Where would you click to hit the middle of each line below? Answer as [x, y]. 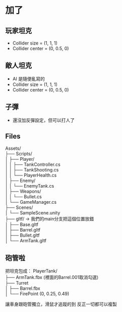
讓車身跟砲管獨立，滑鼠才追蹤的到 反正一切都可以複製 [61, 304]
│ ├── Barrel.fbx [23, 288]
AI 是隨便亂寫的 [29, 78]
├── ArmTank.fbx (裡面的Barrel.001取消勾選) [52, 277]
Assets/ [13, 148]
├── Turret [17, 283]
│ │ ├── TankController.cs [33, 164]
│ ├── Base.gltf [22, 225]
